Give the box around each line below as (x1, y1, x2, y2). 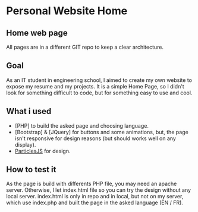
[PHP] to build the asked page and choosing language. (14, 122, 149, 129)
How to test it (6, 164, 56, 175)
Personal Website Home (6, 4, 128, 18)
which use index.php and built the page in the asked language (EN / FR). (6, 199, 183, 206)
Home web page (6, 28, 68, 38)
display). (14, 141, 36, 148)
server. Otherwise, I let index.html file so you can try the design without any (6, 186, 191, 194)
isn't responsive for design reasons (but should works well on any (14, 135, 177, 142)
